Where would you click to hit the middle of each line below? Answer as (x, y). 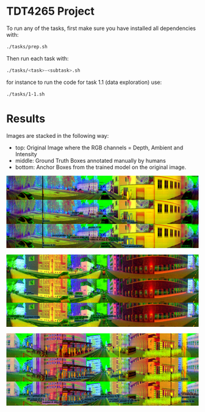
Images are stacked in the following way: (58, 135)
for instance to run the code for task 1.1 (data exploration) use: (84, 82)
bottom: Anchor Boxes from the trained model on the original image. (101, 167)
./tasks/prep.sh (27, 47)
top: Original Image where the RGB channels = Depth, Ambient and (99, 148)
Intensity (26, 154)
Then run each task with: (38, 58)
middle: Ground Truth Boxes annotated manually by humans (90, 160)
